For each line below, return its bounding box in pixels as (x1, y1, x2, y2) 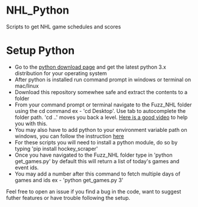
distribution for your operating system (14, 69, 108, 77)
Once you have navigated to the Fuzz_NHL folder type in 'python (14, 151, 173, 159)
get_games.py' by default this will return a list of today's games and (14, 157, 180, 164)
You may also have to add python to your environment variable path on (14, 126, 187, 133)
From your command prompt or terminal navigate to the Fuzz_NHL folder (14, 101, 192, 108)
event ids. (14, 164, 39, 171)
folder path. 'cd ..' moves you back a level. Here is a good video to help (14, 114, 188, 121)
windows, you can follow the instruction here (14, 132, 124, 140)
